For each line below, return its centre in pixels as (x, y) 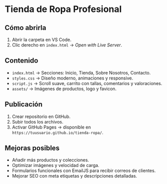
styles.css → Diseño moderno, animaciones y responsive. (72, 78)
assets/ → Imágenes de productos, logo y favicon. (64, 88)
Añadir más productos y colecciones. (50, 160)
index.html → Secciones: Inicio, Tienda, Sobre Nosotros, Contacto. (81, 72)
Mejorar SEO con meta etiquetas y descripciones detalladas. (74, 176)
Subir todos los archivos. (38, 121)
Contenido (22, 61)
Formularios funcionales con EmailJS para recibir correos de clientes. (84, 170)
